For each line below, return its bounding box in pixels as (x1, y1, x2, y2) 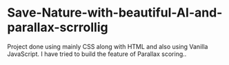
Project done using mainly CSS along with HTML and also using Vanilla (7, 42, 208, 50)
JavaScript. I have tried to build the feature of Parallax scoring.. (7, 50, 187, 58)
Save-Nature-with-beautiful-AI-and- (7, 5, 223, 21)
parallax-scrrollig (7, 19, 108, 35)
